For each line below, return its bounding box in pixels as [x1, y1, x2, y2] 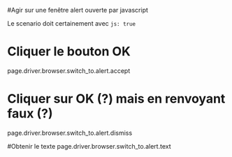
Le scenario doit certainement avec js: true [7, 19, 136, 27]
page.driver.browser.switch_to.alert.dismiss [7, 129, 133, 137]
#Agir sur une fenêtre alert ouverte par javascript [7, 6, 149, 14]
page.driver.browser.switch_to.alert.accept [7, 66, 131, 75]
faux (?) [7, 106, 53, 122]
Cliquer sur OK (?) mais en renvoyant [7, 91, 226, 107]
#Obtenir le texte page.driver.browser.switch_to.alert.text [7, 142, 171, 150]
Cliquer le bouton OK [7, 44, 131, 60]
